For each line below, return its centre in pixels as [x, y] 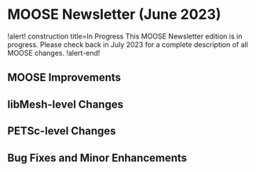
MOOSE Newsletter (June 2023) [114, 15]
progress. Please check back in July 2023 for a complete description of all [128, 44]
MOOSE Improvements [64, 77]
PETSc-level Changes [62, 131]
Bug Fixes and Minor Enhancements [97, 157]
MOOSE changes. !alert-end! [54, 53]
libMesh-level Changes [65, 104]
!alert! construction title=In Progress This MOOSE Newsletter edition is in [125, 36]
